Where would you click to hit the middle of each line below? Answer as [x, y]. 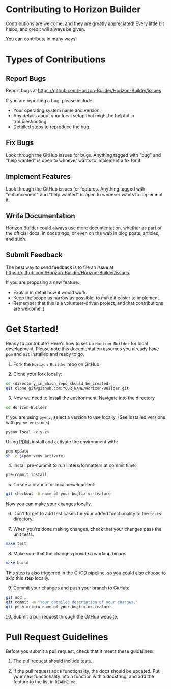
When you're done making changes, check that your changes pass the [87, 529]
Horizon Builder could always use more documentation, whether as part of [84, 228]
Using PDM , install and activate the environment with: [62, 442]
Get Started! [32, 329]
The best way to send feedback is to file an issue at [60, 267]
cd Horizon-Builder [26, 407]
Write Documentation [40, 216]
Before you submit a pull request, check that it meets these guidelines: [80, 651]
